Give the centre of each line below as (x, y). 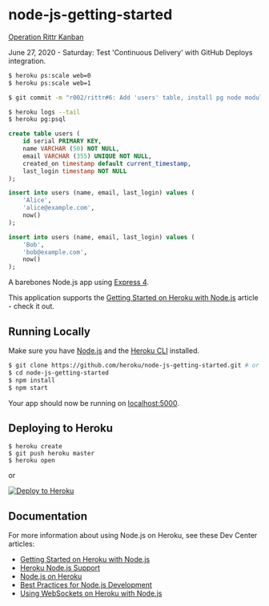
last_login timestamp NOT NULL (75, 171)
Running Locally (49, 331)
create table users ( (44, 134)
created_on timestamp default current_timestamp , (107, 163)
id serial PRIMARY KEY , (62, 142)
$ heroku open (32, 461)
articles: (22, 544)
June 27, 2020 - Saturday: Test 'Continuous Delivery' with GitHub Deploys (130, 52)
